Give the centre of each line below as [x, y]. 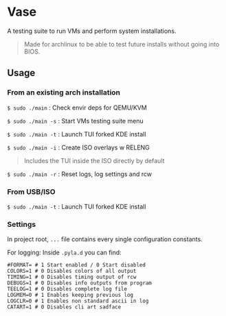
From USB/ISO [32, 191]
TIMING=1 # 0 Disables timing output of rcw [72, 277]
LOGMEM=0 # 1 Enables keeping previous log [70, 295]
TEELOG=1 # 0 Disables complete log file [67, 289]
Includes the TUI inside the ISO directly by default [94, 160]
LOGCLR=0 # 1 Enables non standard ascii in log [78, 301]
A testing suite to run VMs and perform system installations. [92, 31]
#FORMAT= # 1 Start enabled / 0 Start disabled [77, 265]
